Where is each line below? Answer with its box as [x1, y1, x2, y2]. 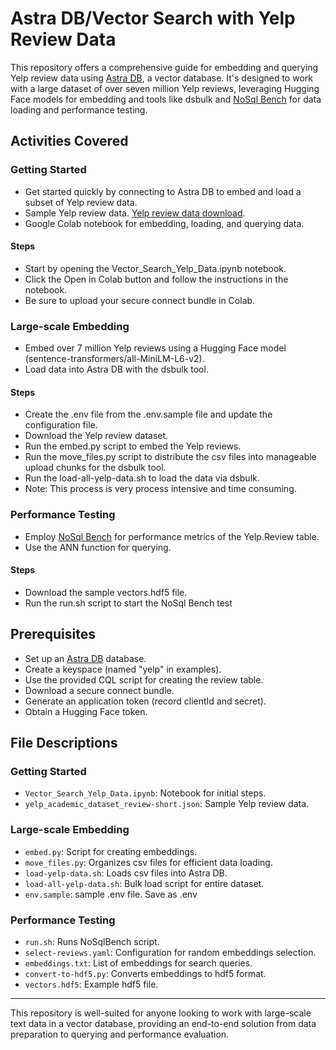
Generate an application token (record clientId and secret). [24, 695, 267, 707]
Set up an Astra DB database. [24, 652, 147, 664]
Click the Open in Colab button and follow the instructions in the [24, 273, 289, 285]
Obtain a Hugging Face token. [24, 705, 148, 717]
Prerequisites [10, 626, 96, 643]
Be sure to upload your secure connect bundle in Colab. [24, 294, 256, 306]
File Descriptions [10, 735, 118, 752]
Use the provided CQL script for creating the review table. [24, 673, 264, 686]
